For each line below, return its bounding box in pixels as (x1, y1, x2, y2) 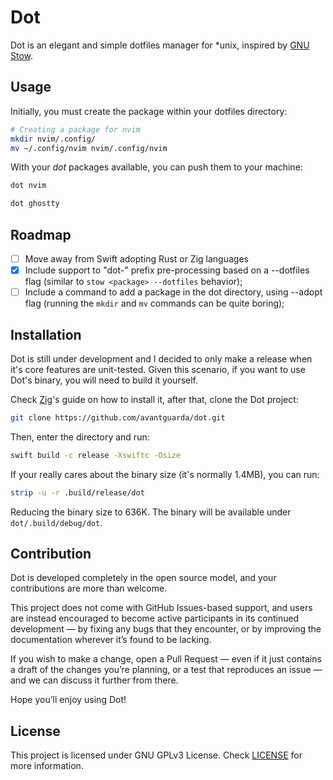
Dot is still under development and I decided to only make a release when (10, 352, 313, 365)
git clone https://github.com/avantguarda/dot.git (10, 412, 226, 423)
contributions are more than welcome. (10, 582, 168, 595)
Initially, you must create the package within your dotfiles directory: (10, 105, 288, 117)
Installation (10, 326, 82, 343)
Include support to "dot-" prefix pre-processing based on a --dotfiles (24, 264, 310, 276)
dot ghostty (10, 199, 60, 209)
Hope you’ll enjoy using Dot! (10, 694, 127, 706)
